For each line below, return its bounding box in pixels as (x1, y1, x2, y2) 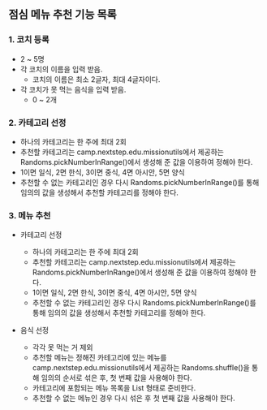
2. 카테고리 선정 (8, 117, 67, 128)
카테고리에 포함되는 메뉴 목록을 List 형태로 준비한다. (32, 383, 196, 393)
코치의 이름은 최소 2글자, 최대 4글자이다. (32, 74, 161, 84)
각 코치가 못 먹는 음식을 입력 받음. (19, 84, 127, 94)
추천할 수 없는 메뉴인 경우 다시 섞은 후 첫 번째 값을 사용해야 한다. (32, 393, 235, 404)
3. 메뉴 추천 (8, 209, 51, 221)
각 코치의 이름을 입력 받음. (19, 64, 103, 74)
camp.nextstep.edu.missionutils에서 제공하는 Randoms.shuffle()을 (32, 363, 250, 373)
